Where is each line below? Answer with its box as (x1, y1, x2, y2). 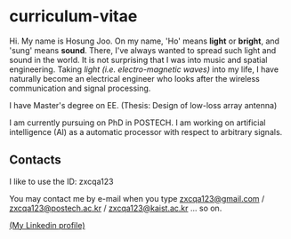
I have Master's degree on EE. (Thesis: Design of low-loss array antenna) (9, 100, 278, 110)
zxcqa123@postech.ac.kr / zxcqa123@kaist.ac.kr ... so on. (9, 203, 222, 213)
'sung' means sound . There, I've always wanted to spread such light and (9, 44, 277, 55)
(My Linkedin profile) (9, 219, 85, 230)
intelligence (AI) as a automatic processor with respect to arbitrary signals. (9, 126, 283, 137)
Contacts (9, 153, 62, 168)
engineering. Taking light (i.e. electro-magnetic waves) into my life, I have (9, 64, 279, 75)
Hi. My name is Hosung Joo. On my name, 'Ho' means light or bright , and (9, 36, 280, 46)
